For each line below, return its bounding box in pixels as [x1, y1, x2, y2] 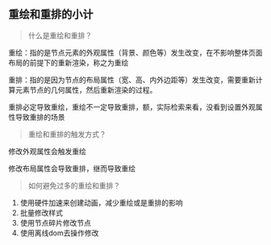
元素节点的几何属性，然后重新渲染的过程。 [15, 85, 157, 94]
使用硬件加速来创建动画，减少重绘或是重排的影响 [19, 197, 183, 207]
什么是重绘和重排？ [27, 31, 93, 40]
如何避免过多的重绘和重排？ [27, 181, 121, 190]
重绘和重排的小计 [8, 7, 94, 22]
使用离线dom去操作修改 [19, 228, 99, 238]
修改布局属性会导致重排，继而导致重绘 [8, 164, 135, 173]
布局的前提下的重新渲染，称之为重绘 [8, 57, 129, 67]
